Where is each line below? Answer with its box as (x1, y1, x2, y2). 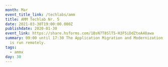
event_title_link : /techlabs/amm (5, 12, 75, 17)
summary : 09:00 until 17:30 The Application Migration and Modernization (5, 36, 163, 41)
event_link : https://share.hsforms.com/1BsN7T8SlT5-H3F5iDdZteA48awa (5, 31, 154, 36)
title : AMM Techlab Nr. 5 (5, 17, 59, 22)
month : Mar (5, 7, 28, 13)
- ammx (10, 49, 24, 54)
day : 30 (5, 54, 22, 59)
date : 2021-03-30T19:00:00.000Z (5, 21, 73, 27)
